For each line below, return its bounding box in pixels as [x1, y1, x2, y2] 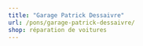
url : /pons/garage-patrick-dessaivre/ [8, 19, 135, 27]
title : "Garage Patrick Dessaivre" [8, 11, 125, 19]
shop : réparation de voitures [8, 26, 108, 34]
